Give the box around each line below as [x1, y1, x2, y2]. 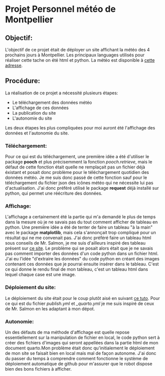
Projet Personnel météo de [5, 3, 116, 15]
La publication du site [12, 110, 56, 116]
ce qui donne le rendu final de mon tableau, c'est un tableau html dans [5, 266, 148, 272]
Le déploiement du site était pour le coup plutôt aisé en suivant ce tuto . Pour [5, 295, 160, 301]
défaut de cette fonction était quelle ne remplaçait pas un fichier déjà [5, 164, 145, 170]
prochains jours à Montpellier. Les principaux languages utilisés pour [5, 52, 145, 58]
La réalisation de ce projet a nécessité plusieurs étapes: [5, 90, 118, 96]
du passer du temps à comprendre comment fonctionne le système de [5, 356, 148, 361]
